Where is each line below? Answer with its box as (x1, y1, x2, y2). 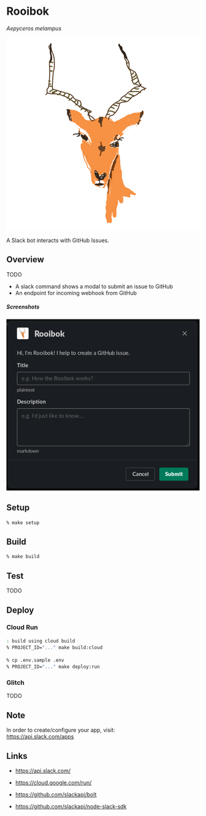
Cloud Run (6, 623, 39, 632)
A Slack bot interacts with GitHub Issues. (6, 237, 109, 244)
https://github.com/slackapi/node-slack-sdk (15, 803, 127, 810)
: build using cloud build (6, 638, 75, 644)
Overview (6, 254, 45, 265)
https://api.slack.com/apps (6, 733, 74, 740)
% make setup (6, 519, 40, 526)
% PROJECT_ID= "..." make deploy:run (6, 664, 100, 670)
